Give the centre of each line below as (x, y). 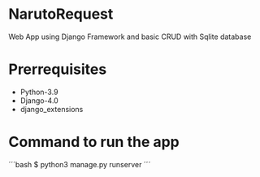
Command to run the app (94, 142)
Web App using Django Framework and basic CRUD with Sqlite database (130, 37)
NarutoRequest (61, 14)
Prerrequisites (58, 69)
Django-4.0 (39, 100)
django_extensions (52, 109)
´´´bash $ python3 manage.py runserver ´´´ (80, 164)
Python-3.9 (39, 92)
